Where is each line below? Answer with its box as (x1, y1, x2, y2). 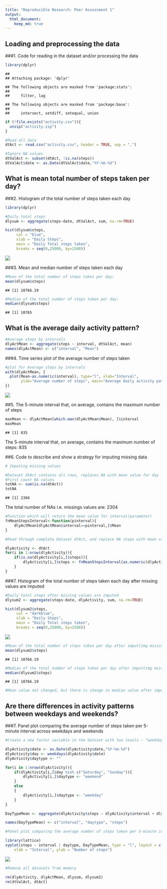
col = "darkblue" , (16, 611, 55, 616)
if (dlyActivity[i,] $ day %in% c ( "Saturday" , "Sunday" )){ (14, 769, 133, 775)
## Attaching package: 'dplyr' (5, 76, 70, 81)
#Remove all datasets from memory (5, 866, 77, 871)
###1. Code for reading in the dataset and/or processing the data (5, 53, 138, 59)
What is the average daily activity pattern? (5, 323, 140, 332)
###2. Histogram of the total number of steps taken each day (5, 195, 131, 201)
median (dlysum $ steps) (5, 301, 50, 306)
